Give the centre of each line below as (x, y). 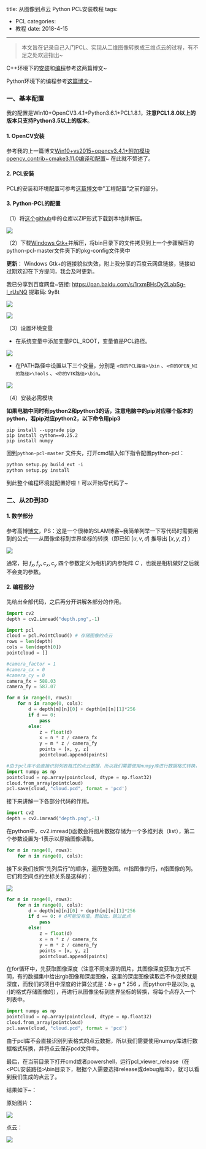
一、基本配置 (25, 98)
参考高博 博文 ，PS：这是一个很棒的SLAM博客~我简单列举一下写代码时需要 (100, 531)
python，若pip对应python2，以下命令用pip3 (63, 418)
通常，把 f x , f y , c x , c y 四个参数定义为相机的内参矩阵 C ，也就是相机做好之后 (100, 563)
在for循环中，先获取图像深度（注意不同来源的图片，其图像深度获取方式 (96, 969)
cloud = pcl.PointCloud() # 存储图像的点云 (59, 636)
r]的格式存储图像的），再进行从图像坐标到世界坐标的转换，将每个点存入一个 (101, 992)
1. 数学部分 (20, 516)
